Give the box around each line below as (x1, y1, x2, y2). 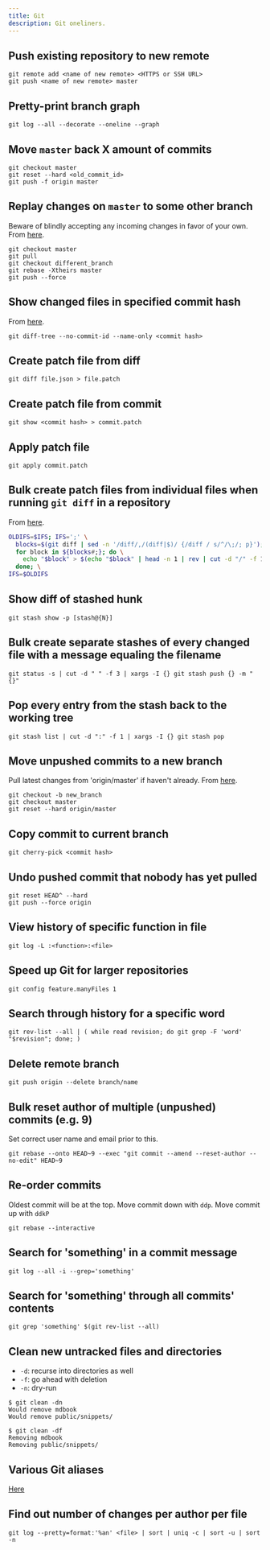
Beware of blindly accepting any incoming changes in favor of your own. (8, 221, 248, 230)
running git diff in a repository (8, 496, 171, 509)
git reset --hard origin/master (8, 806, 117, 814)
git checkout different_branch (8, 259, 113, 267)
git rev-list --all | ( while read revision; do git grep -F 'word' (8, 1028, 243, 1037)
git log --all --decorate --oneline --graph (8, 121, 160, 129)
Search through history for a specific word (8, 1007, 225, 1020)
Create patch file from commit (8, 397, 162, 410)
